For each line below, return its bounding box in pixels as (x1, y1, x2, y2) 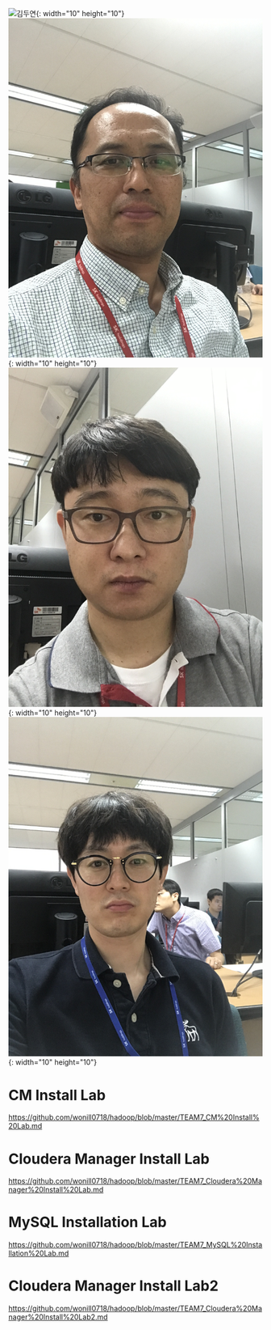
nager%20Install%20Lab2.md (8, 1312, 108, 1322)
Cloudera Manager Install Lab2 (8, 1277, 219, 1295)
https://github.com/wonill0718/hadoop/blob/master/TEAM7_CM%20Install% (8, 1112, 260, 1122)
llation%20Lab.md (8, 1248, 69, 1258)
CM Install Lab (8, 1086, 106, 1104)
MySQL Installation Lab (8, 1214, 167, 1231)
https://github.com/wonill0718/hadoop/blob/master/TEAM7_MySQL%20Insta (8, 1240, 263, 1250)
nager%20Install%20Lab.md (8, 1185, 104, 1195)
